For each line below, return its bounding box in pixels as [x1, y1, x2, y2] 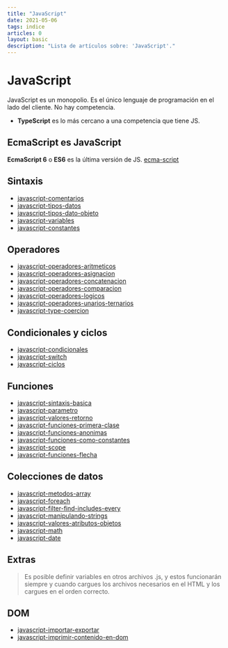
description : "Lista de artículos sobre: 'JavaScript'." [7, 43, 176, 49]
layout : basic [7, 36, 49, 43]
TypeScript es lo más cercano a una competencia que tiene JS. [17, 116, 200, 125]
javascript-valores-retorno [17, 414, 93, 422]
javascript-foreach [17, 496, 71, 505]
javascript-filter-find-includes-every [17, 504, 121, 512]
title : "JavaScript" [7, 10, 67, 17]
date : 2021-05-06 [7, 17, 58, 24]
